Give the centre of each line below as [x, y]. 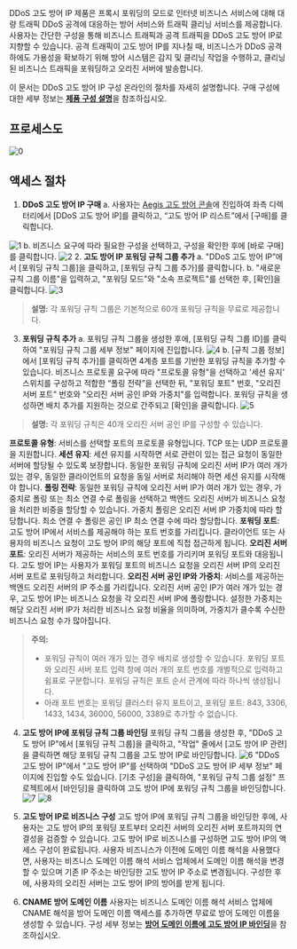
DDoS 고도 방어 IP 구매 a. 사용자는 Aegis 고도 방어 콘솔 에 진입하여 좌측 [145, 204]
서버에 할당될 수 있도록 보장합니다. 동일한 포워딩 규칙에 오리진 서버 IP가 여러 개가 [148, 465]
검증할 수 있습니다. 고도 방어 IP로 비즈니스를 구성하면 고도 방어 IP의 [161, 838]
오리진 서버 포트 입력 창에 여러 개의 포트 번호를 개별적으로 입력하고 [168, 669]
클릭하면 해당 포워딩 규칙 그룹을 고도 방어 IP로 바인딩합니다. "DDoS [156, 755]
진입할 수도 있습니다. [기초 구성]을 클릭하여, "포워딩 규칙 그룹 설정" [161, 777]
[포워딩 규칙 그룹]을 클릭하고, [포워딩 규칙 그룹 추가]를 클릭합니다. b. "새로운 [150, 267]
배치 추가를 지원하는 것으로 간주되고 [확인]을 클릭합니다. [142, 405]
